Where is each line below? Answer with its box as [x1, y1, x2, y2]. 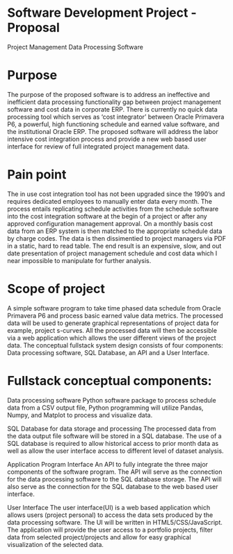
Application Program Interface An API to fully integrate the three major [7, 460, 209, 468]
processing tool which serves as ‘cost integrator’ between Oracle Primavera [7, 112, 225, 121]
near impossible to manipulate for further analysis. [7, 256, 152, 264]
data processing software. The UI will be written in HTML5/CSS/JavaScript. [7, 518, 223, 526]
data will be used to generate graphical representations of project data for [7, 319, 219, 327]
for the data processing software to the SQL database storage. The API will [7, 474, 222, 483]
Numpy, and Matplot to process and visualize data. [7, 410, 153, 419]
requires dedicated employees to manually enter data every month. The [7, 197, 212, 205]
